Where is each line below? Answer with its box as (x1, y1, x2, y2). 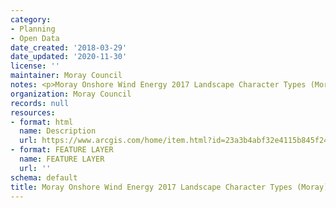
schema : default (10, 172, 78, 183)
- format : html (10, 117, 74, 127)
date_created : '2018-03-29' (10, 42, 128, 53)
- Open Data (10, 33, 60, 43)
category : (10, 14, 52, 25)
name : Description (19, 126, 97, 136)
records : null (10, 98, 70, 108)
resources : (10, 107, 56, 118)
